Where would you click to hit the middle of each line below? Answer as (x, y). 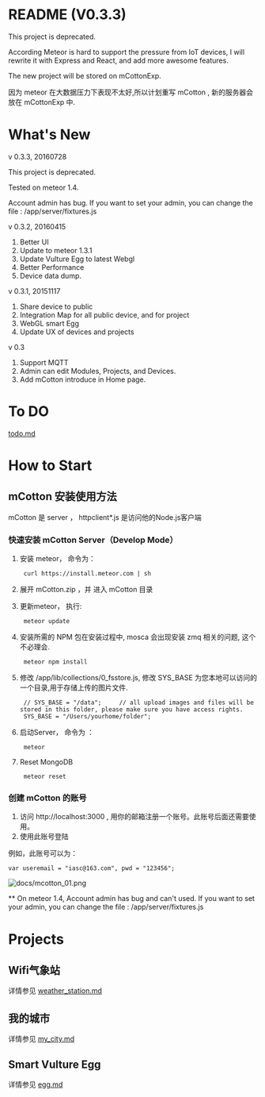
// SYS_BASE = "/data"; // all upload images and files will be (139, 703)
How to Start (50, 465)
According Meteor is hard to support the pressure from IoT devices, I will (127, 52)
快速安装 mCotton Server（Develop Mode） (93, 540)
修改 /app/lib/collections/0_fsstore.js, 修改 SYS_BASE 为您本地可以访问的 (138, 678)
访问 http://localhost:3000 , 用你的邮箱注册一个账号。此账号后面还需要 (134, 817)
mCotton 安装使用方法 (62, 497)
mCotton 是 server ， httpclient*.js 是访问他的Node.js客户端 (105, 517)
